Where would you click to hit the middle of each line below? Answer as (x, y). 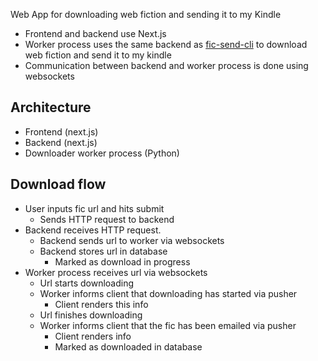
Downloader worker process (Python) (102, 153)
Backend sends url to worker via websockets (132, 240)
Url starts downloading (87, 283)
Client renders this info (101, 304)
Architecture (51, 107)
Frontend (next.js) (61, 131)
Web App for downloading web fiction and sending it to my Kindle (146, 14)
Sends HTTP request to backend (107, 219)
